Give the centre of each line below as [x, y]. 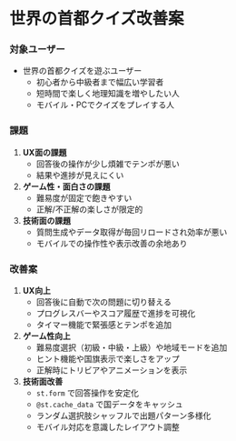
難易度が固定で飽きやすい [84, 197]
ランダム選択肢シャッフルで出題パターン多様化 [123, 416]
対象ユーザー [37, 49]
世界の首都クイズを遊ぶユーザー [82, 71]
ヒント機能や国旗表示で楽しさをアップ [108, 359]
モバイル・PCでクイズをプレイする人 [105, 105]
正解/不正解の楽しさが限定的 [89, 209]
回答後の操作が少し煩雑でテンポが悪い [108, 164]
